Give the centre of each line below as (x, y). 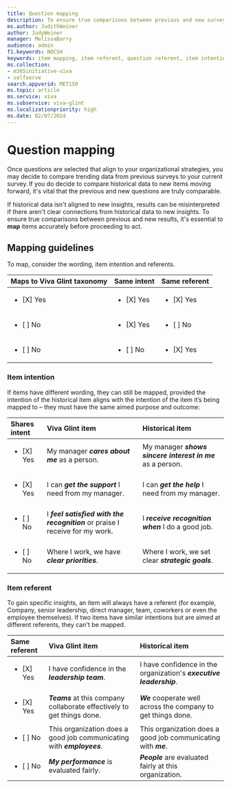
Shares (22, 424)
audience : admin (30, 45)
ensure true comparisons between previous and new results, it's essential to (115, 219)
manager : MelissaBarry (40, 39)
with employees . (76, 746)
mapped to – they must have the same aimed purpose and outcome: (104, 407)
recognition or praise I (83, 522)
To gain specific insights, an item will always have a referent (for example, (112, 602)
